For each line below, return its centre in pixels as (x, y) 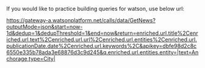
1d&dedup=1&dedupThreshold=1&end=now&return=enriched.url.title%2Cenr (102, 33)
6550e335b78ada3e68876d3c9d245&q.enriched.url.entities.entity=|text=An (103, 52)
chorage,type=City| (31, 59)
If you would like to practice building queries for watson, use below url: (95, 9)
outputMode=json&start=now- (45, 27)
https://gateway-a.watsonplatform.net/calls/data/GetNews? (81, 20)
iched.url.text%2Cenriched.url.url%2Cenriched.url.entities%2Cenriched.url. (102, 39)
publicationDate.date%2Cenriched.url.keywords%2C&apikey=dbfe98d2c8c (102, 46)
